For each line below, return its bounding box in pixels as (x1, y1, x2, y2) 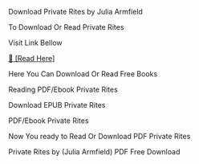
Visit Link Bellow (8, 38, 63, 47)
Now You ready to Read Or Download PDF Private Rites (8, 132, 191, 141)
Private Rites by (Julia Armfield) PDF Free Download (8, 147, 181, 156)
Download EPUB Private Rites (8, 100, 106, 109)
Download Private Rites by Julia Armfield (8, 7, 143, 16)
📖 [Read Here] (8, 54, 55, 63)
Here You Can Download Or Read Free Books (8, 69, 158, 79)
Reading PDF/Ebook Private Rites (8, 84, 118, 94)
